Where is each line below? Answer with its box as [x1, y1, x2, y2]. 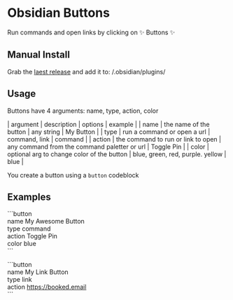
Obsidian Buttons [7, 5, 111, 21]
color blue [7, 240, 36, 248]
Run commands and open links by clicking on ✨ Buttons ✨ [7, 28, 176, 36]
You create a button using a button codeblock [7, 170, 139, 179]
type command [7, 224, 51, 233]
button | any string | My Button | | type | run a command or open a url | [7, 128, 211, 136]
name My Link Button [7, 268, 69, 276]
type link [7, 275, 33, 284]
